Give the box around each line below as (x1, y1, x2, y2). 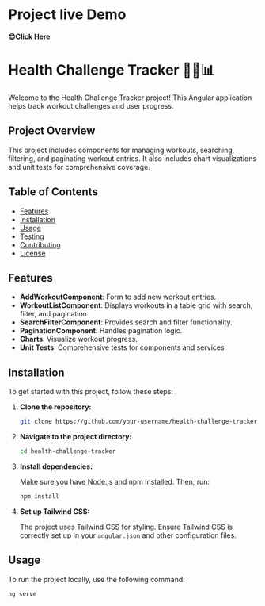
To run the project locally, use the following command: (8, 574, 186, 584)
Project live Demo (8, 6, 127, 24)
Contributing (19, 240, 61, 249)
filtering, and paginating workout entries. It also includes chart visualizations (8, 153, 257, 163)
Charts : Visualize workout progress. (19, 335, 138, 344)
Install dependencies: (19, 462, 93, 471)
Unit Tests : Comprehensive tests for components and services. (19, 343, 227, 352)
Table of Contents (8, 185, 99, 199)
